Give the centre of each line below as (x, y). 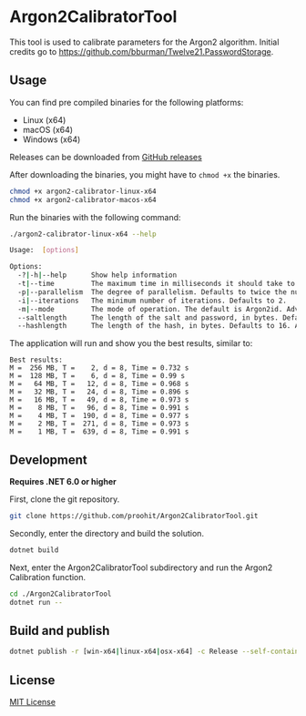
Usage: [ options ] (44, 251)
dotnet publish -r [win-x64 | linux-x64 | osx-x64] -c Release (124, 652)
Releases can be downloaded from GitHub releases (106, 157)
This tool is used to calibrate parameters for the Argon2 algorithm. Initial (144, 42)
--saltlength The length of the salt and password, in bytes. (148, 317)
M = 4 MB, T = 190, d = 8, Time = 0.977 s (99, 416)
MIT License (33, 702)
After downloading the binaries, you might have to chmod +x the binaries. (145, 174)
